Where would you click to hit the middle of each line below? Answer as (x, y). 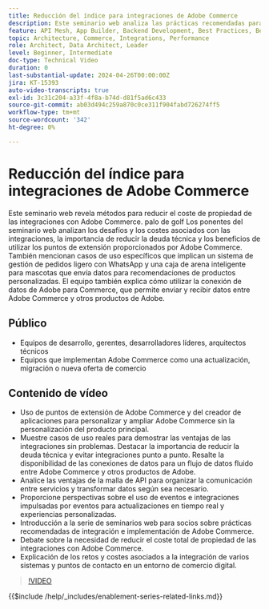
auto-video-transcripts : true (59, 90)
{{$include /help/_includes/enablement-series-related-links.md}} (115, 596)
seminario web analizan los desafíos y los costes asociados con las (119, 230)
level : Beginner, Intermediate (60, 53)
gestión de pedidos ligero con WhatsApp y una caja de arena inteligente (127, 264)
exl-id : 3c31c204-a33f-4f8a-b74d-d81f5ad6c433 (87, 98)
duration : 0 (28, 68)
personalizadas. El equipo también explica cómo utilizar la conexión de (125, 281)
